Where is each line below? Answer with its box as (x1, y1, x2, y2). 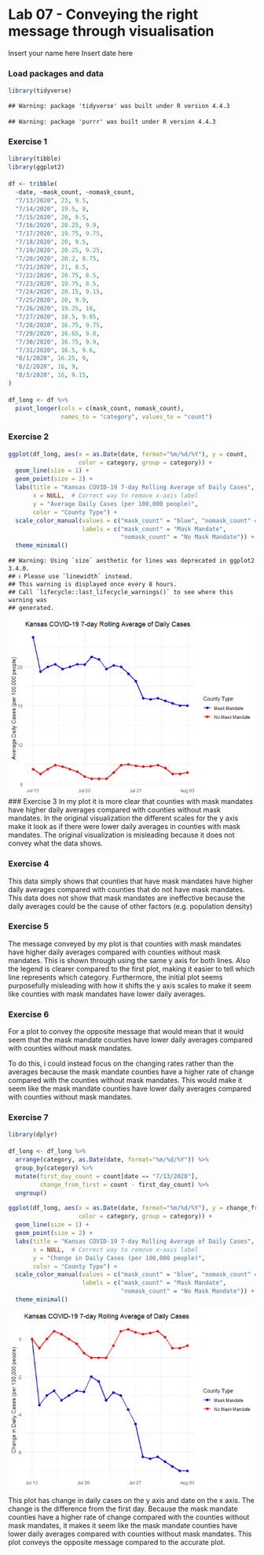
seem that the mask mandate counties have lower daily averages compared (8, 1035, 253, 1045)
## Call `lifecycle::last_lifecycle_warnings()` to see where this (8, 589, 234, 597)
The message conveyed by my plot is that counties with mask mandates (8, 939, 242, 948)
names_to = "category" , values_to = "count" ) (60, 412, 213, 421)
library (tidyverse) (8, 87, 72, 95)
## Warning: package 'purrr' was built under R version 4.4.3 (8, 118, 216, 126)
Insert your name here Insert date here (8, 48, 134, 58)
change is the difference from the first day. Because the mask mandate (8, 1504, 238, 1513)
